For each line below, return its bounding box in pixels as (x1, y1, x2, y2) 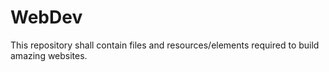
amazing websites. (10, 49, 88, 61)
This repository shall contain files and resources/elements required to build (10, 39, 320, 51)
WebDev (10, 6, 83, 29)
